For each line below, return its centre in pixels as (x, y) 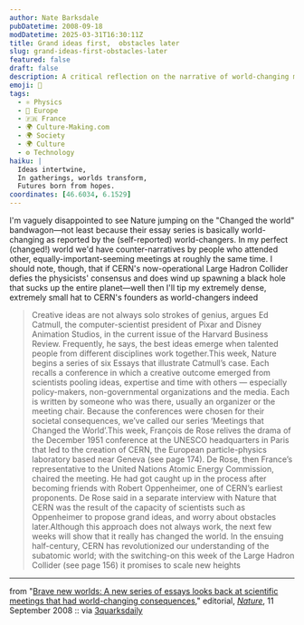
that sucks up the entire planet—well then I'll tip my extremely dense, (138, 288)
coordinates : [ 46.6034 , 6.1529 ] (70, 195)
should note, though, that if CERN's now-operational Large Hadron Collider (149, 269)
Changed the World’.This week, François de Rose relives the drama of (161, 430)
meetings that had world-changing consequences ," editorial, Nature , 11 (142, 601)
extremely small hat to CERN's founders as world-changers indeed (134, 297)
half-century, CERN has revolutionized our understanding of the (150, 546)
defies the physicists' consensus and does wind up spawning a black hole (148, 278)
